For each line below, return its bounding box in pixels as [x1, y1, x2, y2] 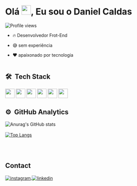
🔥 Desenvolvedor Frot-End [12, 32, 67, 38]
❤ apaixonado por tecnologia [12, 52, 73, 58]
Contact [5, 161, 31, 170]
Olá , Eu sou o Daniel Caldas [5, 6, 132, 18]
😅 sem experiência [12, 42, 52, 48]
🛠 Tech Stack [5, 73, 51, 81]
